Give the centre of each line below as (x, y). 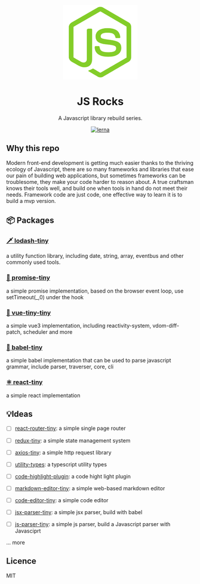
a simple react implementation (43, 395)
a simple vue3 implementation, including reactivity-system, (79, 326)
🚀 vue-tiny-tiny (29, 312)
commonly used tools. (33, 262)
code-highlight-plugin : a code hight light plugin (73, 476)
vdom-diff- (166, 326)
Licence (21, 561)
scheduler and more (48, 332)
